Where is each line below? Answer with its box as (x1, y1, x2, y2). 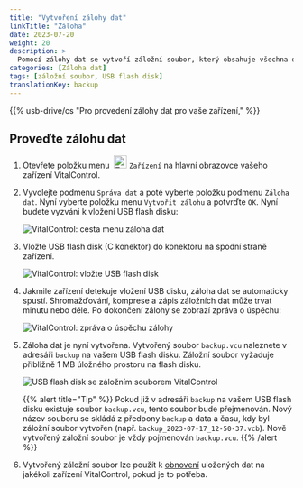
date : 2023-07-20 (9, 30, 75, 39)
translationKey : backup (9, 80, 99, 89)
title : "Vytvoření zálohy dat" (9, 13, 127, 23)
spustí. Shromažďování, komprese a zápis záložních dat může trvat (22, 295, 272, 307)
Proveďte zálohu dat (9, 132, 126, 147)
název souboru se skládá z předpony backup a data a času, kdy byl (22, 413, 271, 424)
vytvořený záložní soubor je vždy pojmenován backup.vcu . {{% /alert (22, 432, 278, 443)
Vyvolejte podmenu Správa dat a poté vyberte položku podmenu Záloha (22, 187, 290, 198)
